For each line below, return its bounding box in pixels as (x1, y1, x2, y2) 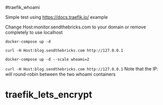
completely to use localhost (5, 29, 63, 35)
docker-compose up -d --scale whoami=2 (5, 57, 90, 62)
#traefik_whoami (5, 5, 40, 10)
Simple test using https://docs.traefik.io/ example (5, 14, 108, 20)
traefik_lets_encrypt (5, 89, 93, 100)
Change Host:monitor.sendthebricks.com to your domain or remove (5, 24, 146, 30)
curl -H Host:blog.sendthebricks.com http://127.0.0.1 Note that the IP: (5, 66, 158, 72)
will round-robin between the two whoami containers (5, 71, 116, 77)
